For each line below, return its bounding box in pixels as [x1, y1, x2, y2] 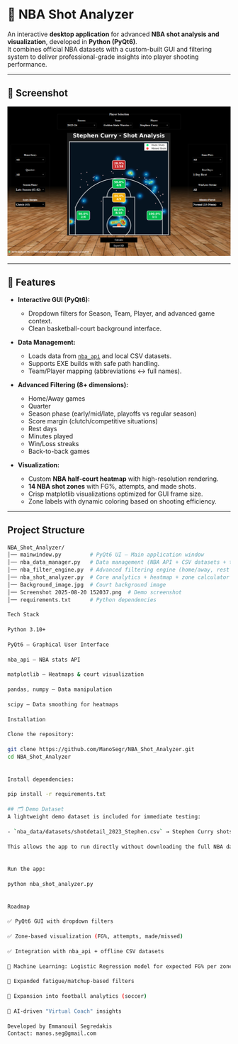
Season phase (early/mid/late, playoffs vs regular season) [28, 409, 197, 418]
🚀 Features [7, 277, 56, 289]
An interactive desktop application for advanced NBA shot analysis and [7, 30, 220, 38]
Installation [7, 716, 46, 723]
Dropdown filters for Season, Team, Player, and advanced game [28, 309, 215, 318]
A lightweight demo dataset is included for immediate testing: [7, 813, 201, 821]
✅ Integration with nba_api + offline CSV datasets [7, 948, 164, 955]
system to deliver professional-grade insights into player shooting [7, 52, 199, 61]
